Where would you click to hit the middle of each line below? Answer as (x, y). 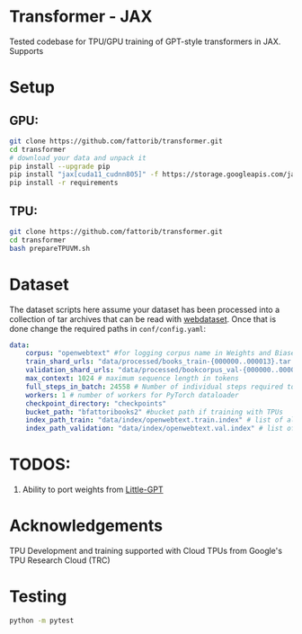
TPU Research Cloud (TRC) (60, 560)
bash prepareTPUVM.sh (50, 248)
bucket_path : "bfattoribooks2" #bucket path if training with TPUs (154, 412)
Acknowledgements (86, 526)
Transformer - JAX (81, 17)
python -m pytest (42, 621)
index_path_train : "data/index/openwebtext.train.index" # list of (154, 420)
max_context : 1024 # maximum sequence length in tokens (133, 379)
